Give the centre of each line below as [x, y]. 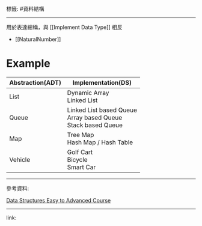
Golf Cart [80, 152]
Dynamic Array [88, 93]
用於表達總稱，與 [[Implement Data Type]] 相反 [64, 27]
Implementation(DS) [102, 82]
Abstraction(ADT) [35, 82]
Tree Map [81, 135]
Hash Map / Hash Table [100, 142]
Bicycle [78, 159]
